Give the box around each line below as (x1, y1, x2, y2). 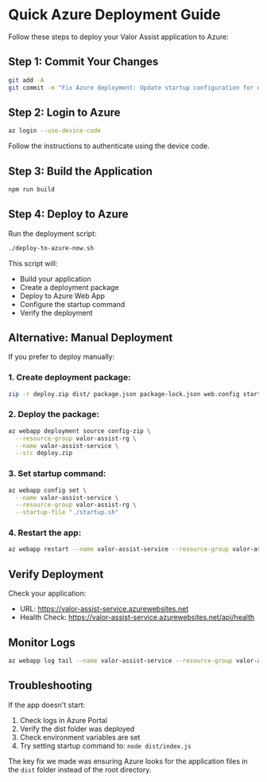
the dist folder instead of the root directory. (8, 764, 152, 774)
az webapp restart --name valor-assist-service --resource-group (8, 545, 229, 553)
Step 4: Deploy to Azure (8, 207, 129, 221)
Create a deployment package (19, 282, 119, 292)
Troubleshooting (8, 679, 93, 693)
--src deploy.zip (15, 449, 73, 458)
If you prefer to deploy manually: (8, 352, 115, 362)
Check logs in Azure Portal (19, 715, 107, 725)
